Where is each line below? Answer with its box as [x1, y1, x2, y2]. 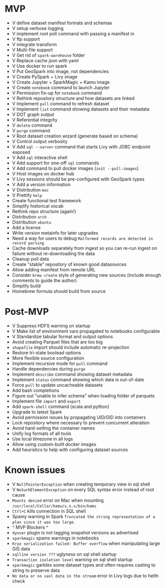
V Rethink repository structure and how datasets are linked [12, 95, 135, 101]
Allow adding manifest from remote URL [12, 267, 96, 273]
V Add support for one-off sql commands [12, 160, 99, 166]
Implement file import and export [12, 398, 81, 404]
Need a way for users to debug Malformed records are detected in [12, 235, 153, 241]
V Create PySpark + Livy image [12, 73, 78, 80]
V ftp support [12, 36, 40, 42]
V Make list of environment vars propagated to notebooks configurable [12, 328, 160, 334]
